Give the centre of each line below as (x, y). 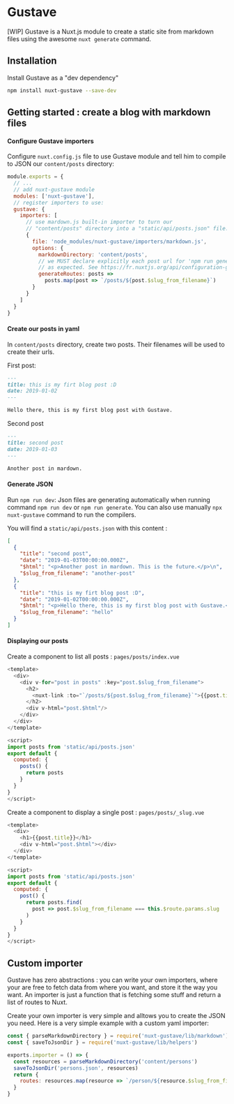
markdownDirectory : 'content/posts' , (93, 255)
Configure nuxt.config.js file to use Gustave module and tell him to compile (117, 156)
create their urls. (31, 352)
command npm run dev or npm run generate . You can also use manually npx (115, 507)
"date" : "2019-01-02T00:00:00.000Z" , (75, 599)
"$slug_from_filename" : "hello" (67, 612)
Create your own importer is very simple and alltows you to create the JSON (116, 1016)
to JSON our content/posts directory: (61, 164)
